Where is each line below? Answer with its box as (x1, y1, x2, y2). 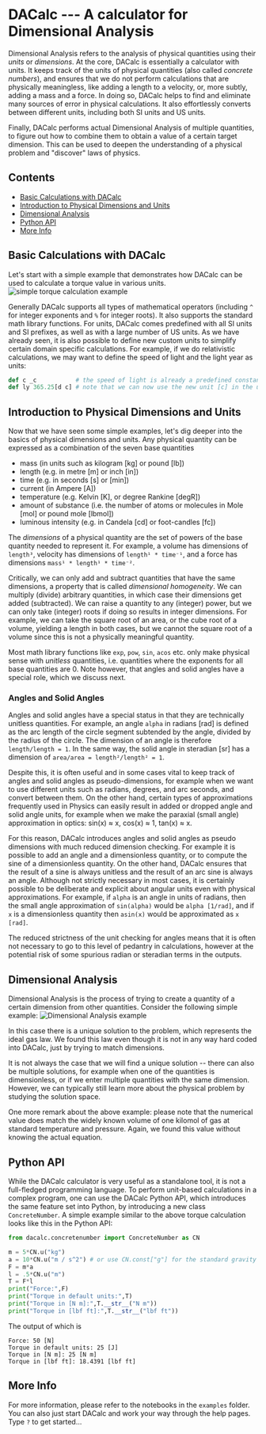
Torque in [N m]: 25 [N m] (8, 1350, 97, 1359)
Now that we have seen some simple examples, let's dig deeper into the (8, 426, 243, 436)
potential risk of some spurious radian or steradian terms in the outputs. (8, 950, 242, 960)
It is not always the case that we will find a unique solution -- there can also (8, 1059, 255, 1068)
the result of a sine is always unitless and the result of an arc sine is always (8, 867, 253, 877)
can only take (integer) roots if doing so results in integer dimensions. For (8, 607, 248, 617)
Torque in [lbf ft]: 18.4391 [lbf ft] (8, 1357, 136, 1365)
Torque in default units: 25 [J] (8, 1344, 119, 1352)
